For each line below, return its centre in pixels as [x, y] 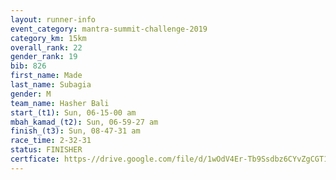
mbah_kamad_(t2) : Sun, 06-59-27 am [84, 122]
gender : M [31, 94]
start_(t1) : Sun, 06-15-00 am [73, 112]
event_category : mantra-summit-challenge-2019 [109, 29]
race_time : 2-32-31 [51, 141]
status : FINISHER [46, 150]
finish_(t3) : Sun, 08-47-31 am [75, 131]
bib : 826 [28, 66]
